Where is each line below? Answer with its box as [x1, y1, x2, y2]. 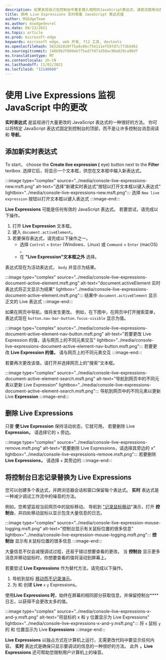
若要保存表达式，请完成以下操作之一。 [12, 235, 90, 241]
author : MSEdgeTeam [5, 16, 45, 21]
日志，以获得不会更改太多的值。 [5, 598, 70, 605]
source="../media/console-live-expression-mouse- [56, 520, 161, 526]
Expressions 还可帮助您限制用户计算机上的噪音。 [5, 650, 106, 656]
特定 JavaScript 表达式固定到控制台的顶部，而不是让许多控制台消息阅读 [13, 125, 160, 131]
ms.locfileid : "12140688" [5, 67, 58, 72]
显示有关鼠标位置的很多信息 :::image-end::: [14, 538, 102, 544]
